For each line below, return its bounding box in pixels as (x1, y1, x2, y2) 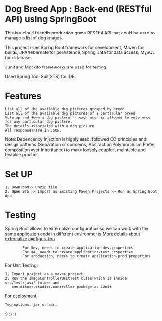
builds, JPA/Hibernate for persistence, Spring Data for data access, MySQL (5, 50, 155, 55)
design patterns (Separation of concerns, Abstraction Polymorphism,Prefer (5, 141, 155, 147)
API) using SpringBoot (5, 14, 97, 25)
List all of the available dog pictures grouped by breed (5, 106, 125, 111)
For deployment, (5, 293, 38, 299)
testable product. (5, 152, 40, 157)
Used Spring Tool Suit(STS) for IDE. (5, 73, 76, 79)
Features (5, 91, 42, 101)
